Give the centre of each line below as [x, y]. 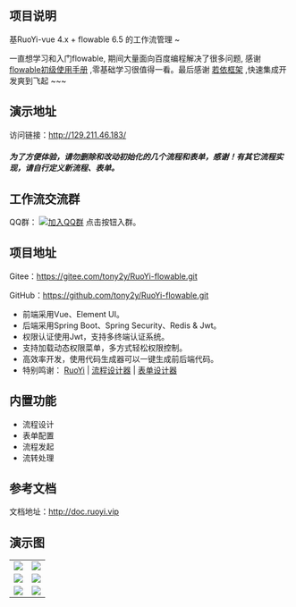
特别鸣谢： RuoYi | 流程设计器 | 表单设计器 [99, 370]
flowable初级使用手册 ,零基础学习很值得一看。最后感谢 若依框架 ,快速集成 [144, 69]
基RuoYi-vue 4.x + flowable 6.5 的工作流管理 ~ [95, 39]
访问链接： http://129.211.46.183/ [68, 135]
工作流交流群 [45, 199]
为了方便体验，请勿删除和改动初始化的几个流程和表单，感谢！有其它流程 [142, 157]
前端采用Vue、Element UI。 [73, 314]
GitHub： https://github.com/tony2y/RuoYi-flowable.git [109, 295]
